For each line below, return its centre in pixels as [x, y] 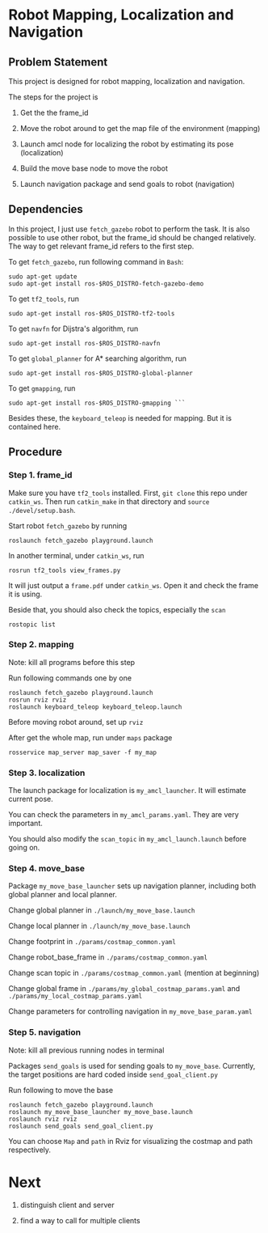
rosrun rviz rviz [38, 700]
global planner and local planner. [63, 895]
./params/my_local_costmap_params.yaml [75, 997]
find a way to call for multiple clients [80, 1220]
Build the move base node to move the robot [94, 168]
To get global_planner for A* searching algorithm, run [98, 358]
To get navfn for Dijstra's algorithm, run [73, 328]
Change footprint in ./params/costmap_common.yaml [92, 942]
